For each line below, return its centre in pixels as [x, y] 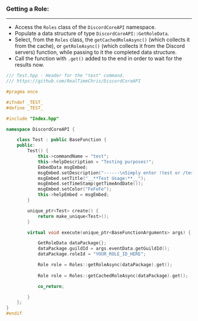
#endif [14, 314]
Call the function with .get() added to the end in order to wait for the [98, 58]
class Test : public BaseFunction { [62, 140]
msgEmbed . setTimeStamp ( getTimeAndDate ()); [90, 184]
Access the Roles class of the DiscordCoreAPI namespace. [85, 27]
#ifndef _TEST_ [25, 102]
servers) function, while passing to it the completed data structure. [95, 53]
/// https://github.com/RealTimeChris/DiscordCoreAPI [74, 81]
